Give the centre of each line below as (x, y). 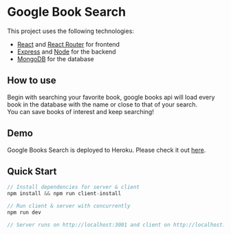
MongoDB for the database (55, 58)
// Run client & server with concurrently (69, 206)
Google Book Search (66, 12)
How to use (32, 81)
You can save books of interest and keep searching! (81, 111)
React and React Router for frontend (68, 44)
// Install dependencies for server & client (73, 187)
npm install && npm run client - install (64, 194)
